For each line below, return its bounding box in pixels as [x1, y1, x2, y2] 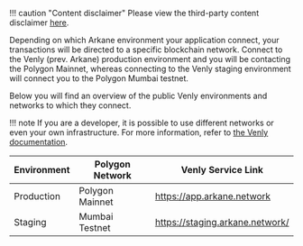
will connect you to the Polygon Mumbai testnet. [9, 73, 189, 84]
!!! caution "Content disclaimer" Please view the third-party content [9, 8, 260, 18]
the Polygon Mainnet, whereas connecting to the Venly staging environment [9, 63, 291, 74]
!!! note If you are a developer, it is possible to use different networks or [9, 117, 275, 128]
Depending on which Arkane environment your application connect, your [9, 35, 280, 45]
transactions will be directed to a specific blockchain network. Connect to [9, 44, 283, 55]
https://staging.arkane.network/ [154, 216, 289, 228]
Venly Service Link [180, 164, 263, 176]
